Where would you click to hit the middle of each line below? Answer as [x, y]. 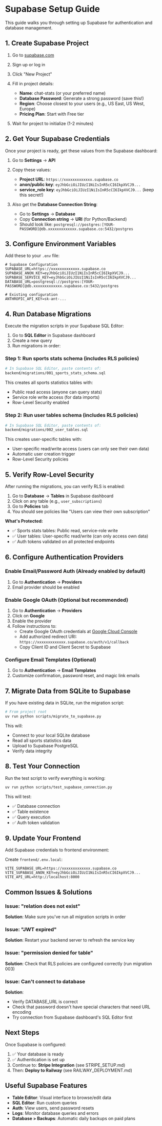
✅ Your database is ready [38, 1054]
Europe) [27, 108]
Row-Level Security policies [40, 459]
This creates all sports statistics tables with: [49, 383]
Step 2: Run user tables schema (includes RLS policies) [71, 415]
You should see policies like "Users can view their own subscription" [81, 512]
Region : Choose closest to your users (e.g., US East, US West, [82, 103]
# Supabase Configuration [31, 265]
